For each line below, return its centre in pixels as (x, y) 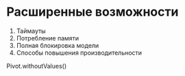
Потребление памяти (48, 38)
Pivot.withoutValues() (36, 66)
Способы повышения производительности (79, 53)
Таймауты (31, 31)
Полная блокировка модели (58, 45)
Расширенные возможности (92, 12)
